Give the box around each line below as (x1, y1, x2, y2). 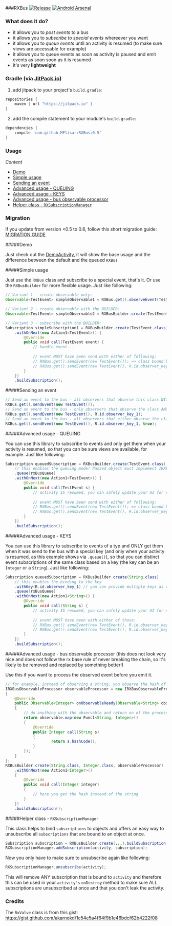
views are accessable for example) (12, 46, 87, 52)
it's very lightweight (12, 62, 56, 68)
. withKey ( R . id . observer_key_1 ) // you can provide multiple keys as (14, 584, 164, 589)
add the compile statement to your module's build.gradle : (12, 116, 137, 122)
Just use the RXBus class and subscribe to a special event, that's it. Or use (5, 277, 161, 283)
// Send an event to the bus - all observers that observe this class (5, 397, 159, 402)
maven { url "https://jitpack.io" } (14, 101, 93, 106)
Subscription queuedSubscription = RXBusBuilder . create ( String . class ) (5, 574, 159, 580)
